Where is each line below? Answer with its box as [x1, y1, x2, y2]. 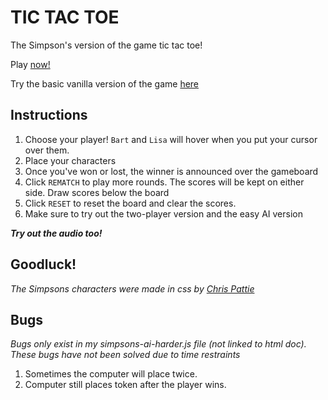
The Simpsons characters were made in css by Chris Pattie [10, 282, 255, 295]
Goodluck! [10, 256, 77, 273]
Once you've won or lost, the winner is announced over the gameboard [24, 165, 319, 177]
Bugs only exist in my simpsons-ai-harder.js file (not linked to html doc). [10, 338, 307, 350]
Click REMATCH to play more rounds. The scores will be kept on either [24, 176, 305, 188]
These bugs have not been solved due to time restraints [10, 349, 241, 361]
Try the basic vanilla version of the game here [10, 77, 200, 90]
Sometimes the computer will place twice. [24, 368, 198, 380]
